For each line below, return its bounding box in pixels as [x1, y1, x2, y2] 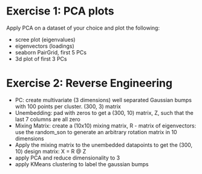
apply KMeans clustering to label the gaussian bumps [15, 160, 149, 167]
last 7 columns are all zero [15, 115, 80, 123]
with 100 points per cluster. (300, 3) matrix [15, 103, 121, 110]
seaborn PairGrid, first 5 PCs [15, 48, 86, 56]
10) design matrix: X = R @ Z [15, 147, 86, 155]
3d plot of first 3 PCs [15, 55, 68, 62]
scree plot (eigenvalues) [15, 36, 76, 43]
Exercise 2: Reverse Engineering [6, 77, 173, 90]
